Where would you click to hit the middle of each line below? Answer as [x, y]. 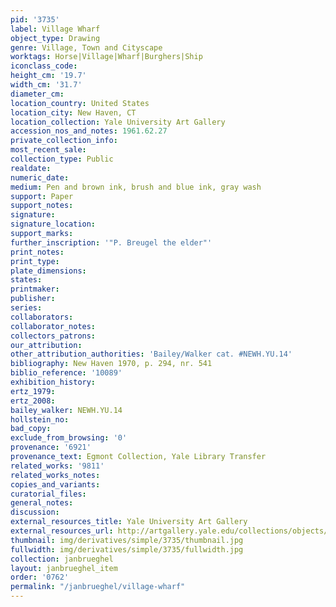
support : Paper [42, 196]
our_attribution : [46, 345]
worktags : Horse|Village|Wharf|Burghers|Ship [106, 57]
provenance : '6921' [51, 447]
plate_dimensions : [48, 271]
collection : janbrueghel [62, 559]
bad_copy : [31, 429]
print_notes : [37, 252]
